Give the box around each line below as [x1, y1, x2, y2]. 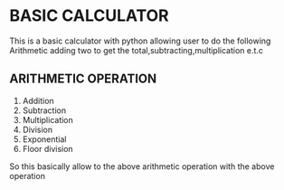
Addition [22, 95, 54, 106]
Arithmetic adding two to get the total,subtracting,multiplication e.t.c [9, 44, 264, 55]
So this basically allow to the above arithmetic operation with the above [9, 160, 275, 172]
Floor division [22, 143, 74, 154]
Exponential [22, 133, 67, 145]
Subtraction [22, 105, 66, 116]
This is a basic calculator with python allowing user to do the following [9, 35, 271, 46]
